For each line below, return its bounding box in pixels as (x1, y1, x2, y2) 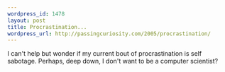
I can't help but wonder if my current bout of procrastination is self (7, 49, 202, 58)
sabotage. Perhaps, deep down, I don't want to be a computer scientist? (7, 57, 219, 66)
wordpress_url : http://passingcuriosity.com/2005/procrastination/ (7, 30, 212, 37)
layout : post (7, 17, 46, 24)
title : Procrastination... (7, 23, 87, 30)
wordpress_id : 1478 (7, 10, 65, 18)
